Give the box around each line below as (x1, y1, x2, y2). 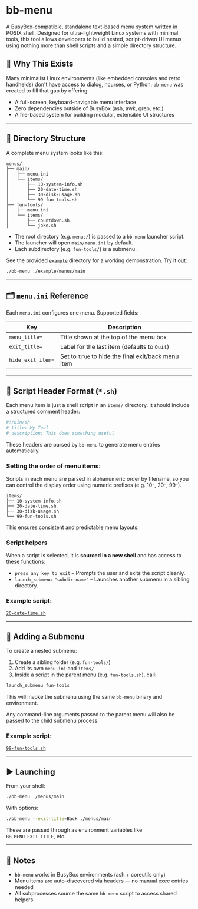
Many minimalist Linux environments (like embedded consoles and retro (6, 74, 181, 81)
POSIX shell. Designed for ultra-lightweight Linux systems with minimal (6, 29, 179, 36)
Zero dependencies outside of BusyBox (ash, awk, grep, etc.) (14, 104, 164, 112)
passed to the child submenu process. (6, 717, 99, 725)
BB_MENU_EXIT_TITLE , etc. (6, 833, 66, 840)
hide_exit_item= (9, 357, 55, 363)
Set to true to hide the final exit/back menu (60, 352, 179, 361)
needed (14, 883, 34, 890)
